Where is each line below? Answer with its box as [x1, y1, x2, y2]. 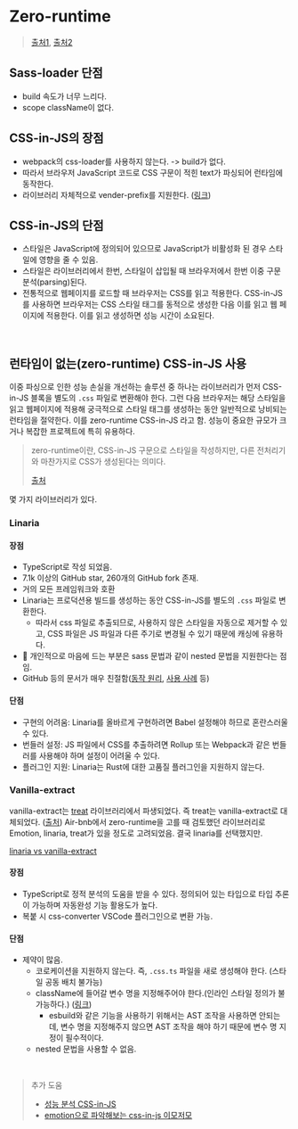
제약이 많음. [21, 954, 64, 965]
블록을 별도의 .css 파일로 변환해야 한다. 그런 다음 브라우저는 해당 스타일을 [30, 392, 286, 403]
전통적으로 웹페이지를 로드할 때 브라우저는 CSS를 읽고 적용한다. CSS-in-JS [21, 288, 283, 299]
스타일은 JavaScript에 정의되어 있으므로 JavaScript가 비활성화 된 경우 [21, 243, 267, 254]
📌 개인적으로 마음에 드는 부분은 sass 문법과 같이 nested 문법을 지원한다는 [21, 651, 278, 662]
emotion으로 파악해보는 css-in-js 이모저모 [44, 1110, 193, 1121]
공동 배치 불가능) [44, 977, 103, 987]
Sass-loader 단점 [9, 65, 104, 81]
